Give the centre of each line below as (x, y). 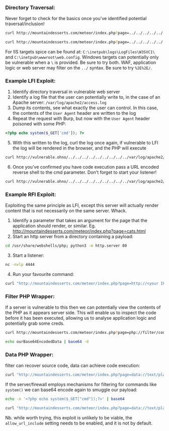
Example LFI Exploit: (30, 81)
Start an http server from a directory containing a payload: (73, 237)
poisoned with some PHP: (39, 124)
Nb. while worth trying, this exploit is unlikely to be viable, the (69, 417)
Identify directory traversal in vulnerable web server (66, 92)
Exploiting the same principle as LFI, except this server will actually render (82, 205)
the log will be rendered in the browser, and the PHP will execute (79, 148)
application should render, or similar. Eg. (54, 226)
